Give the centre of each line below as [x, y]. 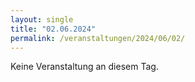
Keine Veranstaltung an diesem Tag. [84, 67]
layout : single [42, 19]
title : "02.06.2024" [53, 29]
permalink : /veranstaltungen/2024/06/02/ [98, 38]
